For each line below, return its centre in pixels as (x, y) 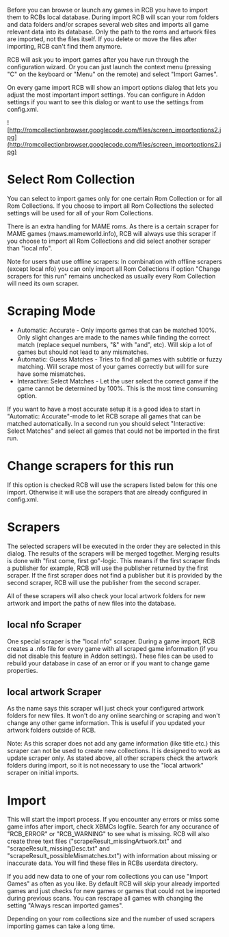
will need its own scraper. (43, 283)
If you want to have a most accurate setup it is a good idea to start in (104, 409)
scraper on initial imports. (43, 773)
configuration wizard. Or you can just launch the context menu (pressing (109, 67)
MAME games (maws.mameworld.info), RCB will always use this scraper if (112, 233)
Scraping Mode (51, 311)
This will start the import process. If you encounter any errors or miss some (113, 820)
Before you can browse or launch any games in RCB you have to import (108, 10)
